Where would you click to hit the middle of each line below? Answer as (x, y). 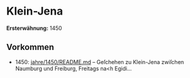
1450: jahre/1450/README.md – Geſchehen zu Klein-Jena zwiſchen (100, 62)
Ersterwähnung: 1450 (34, 28)
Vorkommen (30, 47)
